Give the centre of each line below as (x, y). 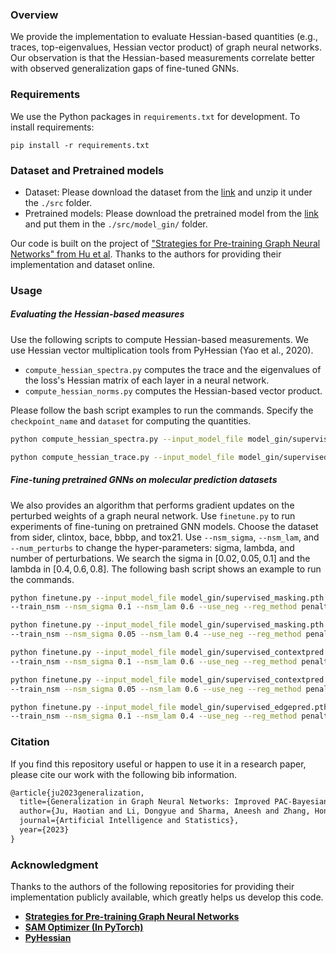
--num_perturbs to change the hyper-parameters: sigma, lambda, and (152, 547)
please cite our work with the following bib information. (124, 774)
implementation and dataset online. (83, 264)
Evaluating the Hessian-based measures (97, 314)
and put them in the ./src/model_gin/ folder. (116, 224)
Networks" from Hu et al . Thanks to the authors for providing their (146, 254)
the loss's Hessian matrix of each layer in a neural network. (147, 380)
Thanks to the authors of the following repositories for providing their (152, 887)
